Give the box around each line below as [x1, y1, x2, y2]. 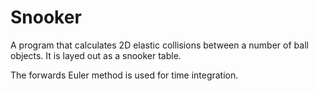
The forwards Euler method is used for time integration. [10, 69, 239, 81]
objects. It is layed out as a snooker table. [10, 49, 182, 61]
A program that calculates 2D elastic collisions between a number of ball [10, 39, 309, 51]
